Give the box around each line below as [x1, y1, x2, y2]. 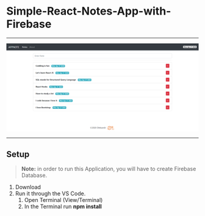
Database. [21, 172, 48, 179]
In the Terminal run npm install [24, 203, 102, 211]
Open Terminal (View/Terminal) [24, 197, 103, 204]
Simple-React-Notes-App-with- [6, 4, 171, 18]
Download [15, 184, 41, 191]
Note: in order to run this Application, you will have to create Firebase [21, 165, 196, 173]
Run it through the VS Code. [15, 190, 86, 197]
